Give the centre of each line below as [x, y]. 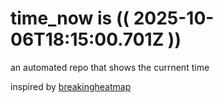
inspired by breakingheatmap [71, 86]
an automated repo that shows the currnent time [110, 67]
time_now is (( [70, 18]
